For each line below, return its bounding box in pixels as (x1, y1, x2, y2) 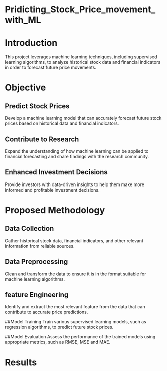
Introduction (5, 37, 58, 49)
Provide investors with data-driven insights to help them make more (5, 181, 145, 188)
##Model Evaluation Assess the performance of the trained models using (5, 334, 156, 340)
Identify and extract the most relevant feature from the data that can (5, 304, 145, 310)
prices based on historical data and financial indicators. (5, 120, 119, 126)
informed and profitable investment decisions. (5, 187, 100, 193)
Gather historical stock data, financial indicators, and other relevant (5, 237, 144, 244)
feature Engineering (5, 290, 69, 299)
